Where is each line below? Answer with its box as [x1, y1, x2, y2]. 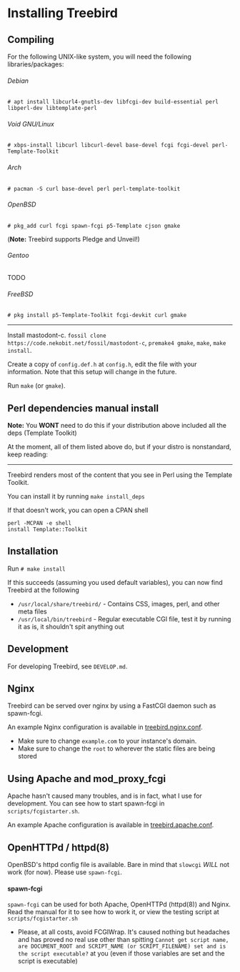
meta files [17, 607, 48, 616]
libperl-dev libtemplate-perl [7, 105, 98, 112]
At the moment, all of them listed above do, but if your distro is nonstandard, [7, 443, 232, 451]
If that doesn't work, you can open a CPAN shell [7, 506, 149, 515]
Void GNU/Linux [7, 119, 55, 128]
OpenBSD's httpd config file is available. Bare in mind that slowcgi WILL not [7, 861, 230, 869]
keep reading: [7, 450, 49, 459]
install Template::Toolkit [7, 526, 88, 533]
